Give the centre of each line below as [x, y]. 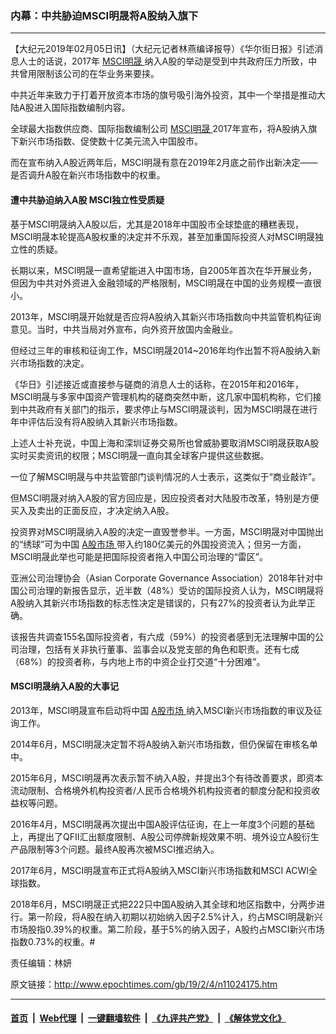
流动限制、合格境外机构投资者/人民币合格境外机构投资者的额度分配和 [152, 790]
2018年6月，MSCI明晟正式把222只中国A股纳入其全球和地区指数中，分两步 [163, 904]
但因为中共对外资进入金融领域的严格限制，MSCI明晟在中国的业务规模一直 [161, 283]
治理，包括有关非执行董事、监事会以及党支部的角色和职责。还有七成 [159, 649]
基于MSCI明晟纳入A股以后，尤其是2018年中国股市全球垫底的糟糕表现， [157, 224]
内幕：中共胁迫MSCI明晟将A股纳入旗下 [104, 15]
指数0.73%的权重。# [53, 941]
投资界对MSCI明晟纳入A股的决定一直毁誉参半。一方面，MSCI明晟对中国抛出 [167, 531]
